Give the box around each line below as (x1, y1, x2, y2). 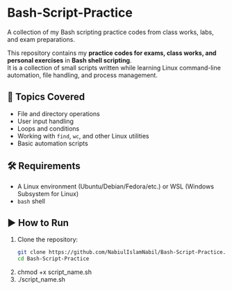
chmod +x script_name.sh (17, 268, 92, 276)
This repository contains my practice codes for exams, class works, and (7, 49, 217, 57)
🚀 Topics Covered (7, 91, 85, 103)
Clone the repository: (17, 235, 78, 244)
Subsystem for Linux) (17, 189, 79, 198)
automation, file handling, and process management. (7, 71, 158, 79)
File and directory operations (17, 109, 101, 118)
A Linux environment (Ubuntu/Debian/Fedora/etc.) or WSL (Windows (17, 182, 214, 191)
